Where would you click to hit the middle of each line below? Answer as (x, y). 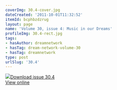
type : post (17, 57)
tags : (11, 39)
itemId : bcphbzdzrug (27, 19)
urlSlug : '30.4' (22, 62)
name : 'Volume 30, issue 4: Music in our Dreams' (59, 29)
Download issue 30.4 (33, 77)
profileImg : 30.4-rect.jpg (34, 34)
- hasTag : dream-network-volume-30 (43, 48)
